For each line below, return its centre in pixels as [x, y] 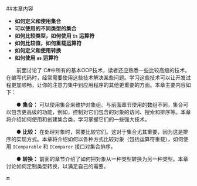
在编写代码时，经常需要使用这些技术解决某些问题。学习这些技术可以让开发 [96, 77]
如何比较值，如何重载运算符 [48, 43]
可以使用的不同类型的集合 [45, 28]
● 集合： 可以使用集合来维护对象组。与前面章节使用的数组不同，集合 [100, 105]
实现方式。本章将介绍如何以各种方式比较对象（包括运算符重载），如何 [100, 139]
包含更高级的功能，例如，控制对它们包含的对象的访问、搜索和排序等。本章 [101, 112]
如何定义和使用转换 [38, 50]
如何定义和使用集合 [38, 21]
